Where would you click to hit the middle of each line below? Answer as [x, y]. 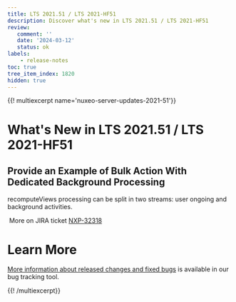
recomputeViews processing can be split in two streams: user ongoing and [117, 199]
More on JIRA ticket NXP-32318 [55, 221]
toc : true [22, 67]
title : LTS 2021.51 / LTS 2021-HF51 [62, 14]
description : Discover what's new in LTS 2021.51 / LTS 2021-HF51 [108, 21]
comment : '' [35, 34]
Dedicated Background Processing [86, 182]
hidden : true [27, 80]
